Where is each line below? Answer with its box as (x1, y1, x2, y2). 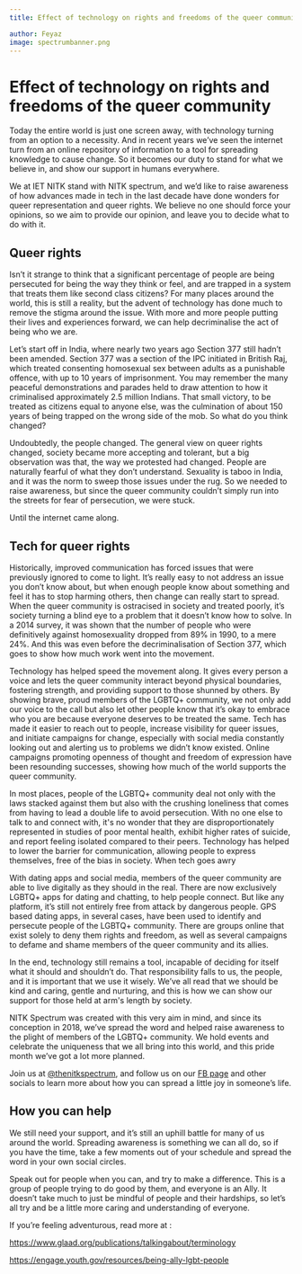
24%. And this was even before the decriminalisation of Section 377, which (9, 638, 288, 649)
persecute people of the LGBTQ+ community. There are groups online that (9, 920, 285, 931)
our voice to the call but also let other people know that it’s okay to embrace (9, 703, 290, 715)
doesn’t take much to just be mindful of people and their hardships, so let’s (9, 1192, 286, 1203)
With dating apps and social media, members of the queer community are (9, 872, 282, 883)
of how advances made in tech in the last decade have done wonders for (9, 191, 280, 201)
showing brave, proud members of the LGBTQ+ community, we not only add (9, 694, 292, 705)
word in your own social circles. (9, 1156, 127, 1167)
